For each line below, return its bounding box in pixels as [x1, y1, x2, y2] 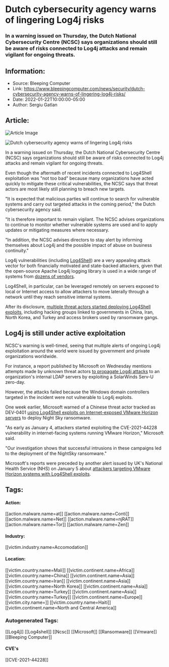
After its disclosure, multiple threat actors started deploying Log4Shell [5, 303, 151, 310]
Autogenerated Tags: [5, 617, 59, 624]
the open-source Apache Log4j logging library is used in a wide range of [5, 268, 156, 274]
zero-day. [5, 379, 26, 385]
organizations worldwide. [5, 353, 58, 359]
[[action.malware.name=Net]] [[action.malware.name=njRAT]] [5, 516, 134, 522]
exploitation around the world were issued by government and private [5, 347, 150, 354]
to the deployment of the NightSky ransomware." [5, 450, 107, 456]
